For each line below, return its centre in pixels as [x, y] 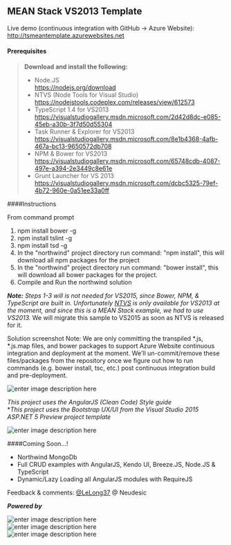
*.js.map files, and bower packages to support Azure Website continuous [111, 346]
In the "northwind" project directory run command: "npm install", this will [121, 253]
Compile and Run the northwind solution [74, 283]
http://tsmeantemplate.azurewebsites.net [66, 35]
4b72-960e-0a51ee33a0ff [72, 190]
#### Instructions [32, 204]
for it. [15, 325]
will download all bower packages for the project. [87, 275]
